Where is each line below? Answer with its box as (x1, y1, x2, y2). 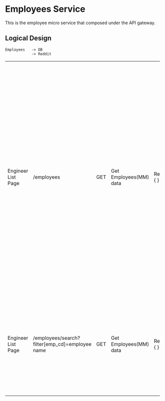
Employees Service (5, 3, 85, 15)
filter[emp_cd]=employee (32, 340, 92, 347)
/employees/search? (32, 334, 80, 341)
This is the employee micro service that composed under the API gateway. (5, 20, 156, 26)
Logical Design (5, 34, 52, 42)
